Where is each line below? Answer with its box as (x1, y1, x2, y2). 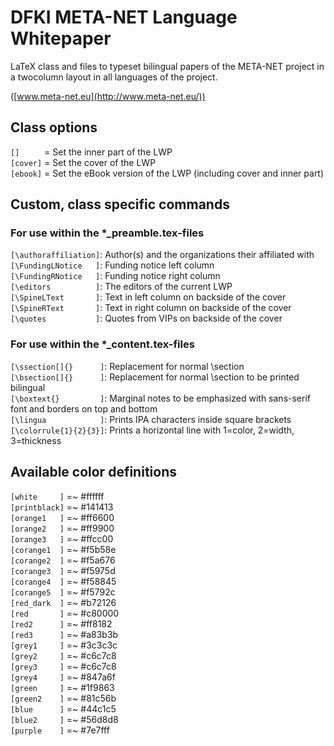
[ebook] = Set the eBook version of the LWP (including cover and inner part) (10, 167, 325, 179)
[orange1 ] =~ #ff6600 (10, 511, 115, 523)
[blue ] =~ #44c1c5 (10, 702, 117, 715)
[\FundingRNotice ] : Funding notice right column (10, 270, 221, 282)
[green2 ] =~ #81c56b (10, 692, 117, 704)
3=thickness (10, 434, 62, 446)
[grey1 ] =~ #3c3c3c (10, 639, 118, 651)
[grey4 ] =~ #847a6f (10, 671, 116, 683)
